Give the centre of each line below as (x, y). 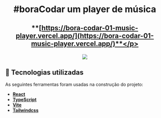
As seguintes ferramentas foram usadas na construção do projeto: (74, 85)
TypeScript (24, 100)
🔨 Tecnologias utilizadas (44, 72)
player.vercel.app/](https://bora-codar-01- (85, 36)
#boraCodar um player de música (85, 9)
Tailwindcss (25, 110)
